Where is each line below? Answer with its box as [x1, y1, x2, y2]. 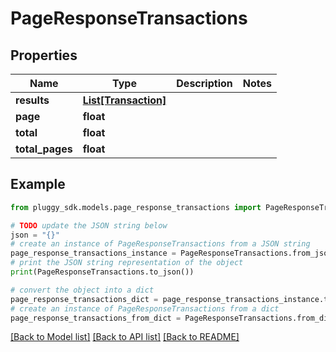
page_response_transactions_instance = [10, 248, 177, 259]
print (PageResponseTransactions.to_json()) [10, 267, 195, 277]
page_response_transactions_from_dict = [10, 313, 182, 323]
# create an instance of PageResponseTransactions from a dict [10, 303, 280, 314]
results [15, 93, 50, 107]
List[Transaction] [82, 93, 167, 107]
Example [10, 176, 66, 193]
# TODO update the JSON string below [10, 220, 168, 231]
